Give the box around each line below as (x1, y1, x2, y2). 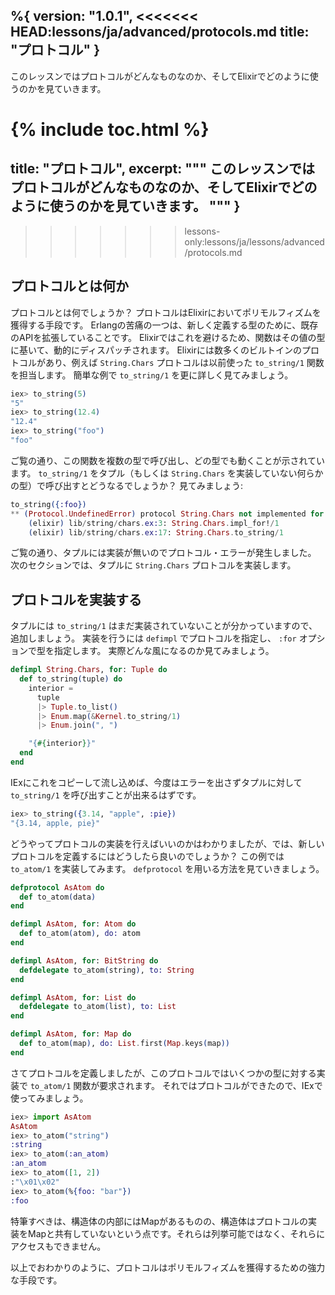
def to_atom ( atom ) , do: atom (19, 929, 141, 939)
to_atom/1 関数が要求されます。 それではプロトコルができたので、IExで (29, 1079, 323, 1091)
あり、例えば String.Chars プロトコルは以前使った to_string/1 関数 (44, 356, 325, 368)
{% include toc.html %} (10, 119, 210, 141)
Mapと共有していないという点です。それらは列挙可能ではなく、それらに (27, 1227, 326, 1239)
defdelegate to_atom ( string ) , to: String (19, 965, 195, 975)
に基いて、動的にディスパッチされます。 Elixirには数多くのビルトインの (10, 344, 302, 356)
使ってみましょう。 (10, 1092, 89, 1104)
